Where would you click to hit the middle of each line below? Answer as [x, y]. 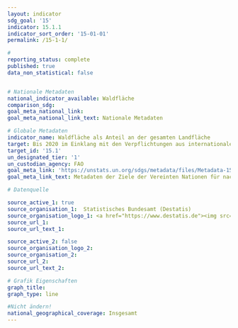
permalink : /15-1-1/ [38, 40]
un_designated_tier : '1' [44, 157]
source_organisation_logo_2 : [50, 249]
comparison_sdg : [31, 105]
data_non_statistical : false [50, 73]
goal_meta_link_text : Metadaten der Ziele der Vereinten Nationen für [114, 177]
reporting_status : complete [49, 60]
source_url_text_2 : [36, 268]
